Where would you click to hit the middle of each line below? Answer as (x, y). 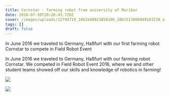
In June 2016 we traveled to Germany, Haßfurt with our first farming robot (82, 43)
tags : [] (15, 24)
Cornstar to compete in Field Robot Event (49, 49)
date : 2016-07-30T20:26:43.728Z (39, 15)
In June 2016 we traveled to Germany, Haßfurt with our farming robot (78, 59)
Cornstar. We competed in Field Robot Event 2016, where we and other (80, 64)
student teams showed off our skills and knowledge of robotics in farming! (83, 70)
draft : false (19, 29)
